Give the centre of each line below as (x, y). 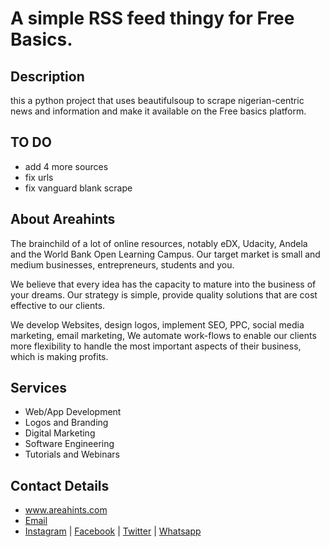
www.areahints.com (66, 510)
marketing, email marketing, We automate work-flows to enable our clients (163, 335)
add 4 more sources (66, 166)
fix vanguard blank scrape (78, 188)
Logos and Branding (66, 423)
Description (47, 76)
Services (39, 388)
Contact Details (60, 485)
